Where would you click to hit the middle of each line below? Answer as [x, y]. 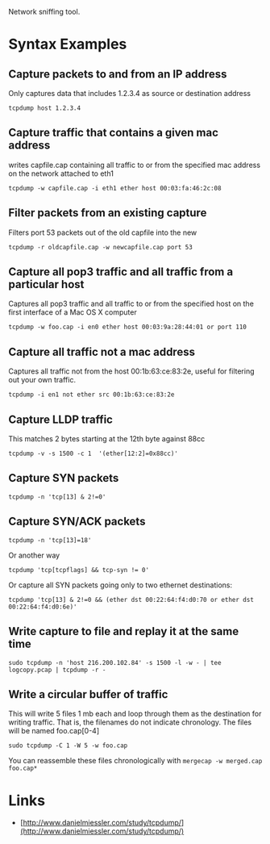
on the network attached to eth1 [61, 173]
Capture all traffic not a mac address [102, 351]
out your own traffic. [42, 380]
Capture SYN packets [64, 478]
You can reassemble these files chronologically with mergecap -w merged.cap [135, 761]
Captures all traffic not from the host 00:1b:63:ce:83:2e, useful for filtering [132, 371]
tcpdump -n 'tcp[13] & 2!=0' [57, 497]
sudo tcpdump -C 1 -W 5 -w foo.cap [68, 746]
